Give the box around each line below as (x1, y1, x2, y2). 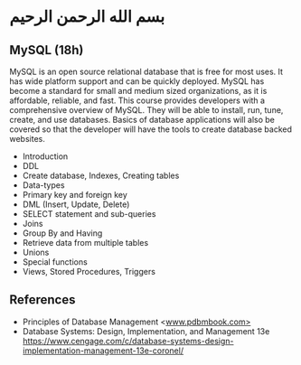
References (9, 292, 76, 308)
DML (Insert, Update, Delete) (22, 199, 130, 210)
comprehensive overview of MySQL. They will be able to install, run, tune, (9, 105, 284, 115)
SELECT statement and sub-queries (22, 209, 156, 219)
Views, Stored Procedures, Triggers (22, 267, 156, 276)
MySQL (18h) (9, 42, 84, 58)
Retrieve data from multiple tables (22, 238, 149, 248)
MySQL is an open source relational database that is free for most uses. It (9, 66, 283, 77)
